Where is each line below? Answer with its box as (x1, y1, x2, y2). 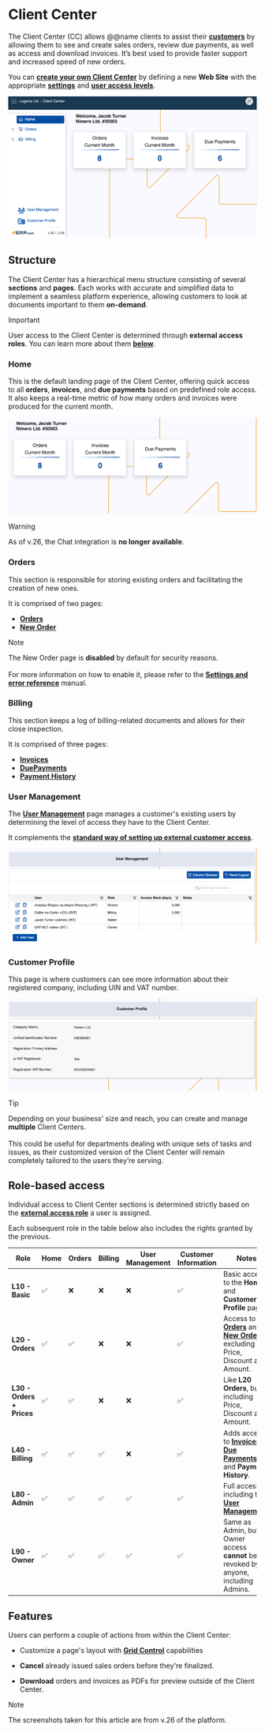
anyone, (223, 1568, 250, 1577)
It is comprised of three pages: (8, 739, 108, 748)
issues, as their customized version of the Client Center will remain (8, 1147, 226, 1157)
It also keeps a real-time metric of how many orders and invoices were (8, 393, 237, 403)
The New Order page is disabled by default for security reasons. (8, 653, 218, 662)
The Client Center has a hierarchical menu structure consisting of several (8, 274, 246, 284)
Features (8, 1610, 53, 1623)
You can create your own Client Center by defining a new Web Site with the (8, 72, 257, 81)
